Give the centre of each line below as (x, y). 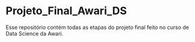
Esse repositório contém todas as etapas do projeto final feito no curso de (97, 27)
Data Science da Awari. (35, 33)
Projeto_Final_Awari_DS (66, 11)
